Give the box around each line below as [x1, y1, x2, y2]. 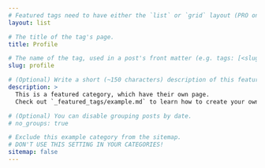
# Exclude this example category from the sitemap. [8, 133, 181, 141]
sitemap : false [8, 148, 58, 156]
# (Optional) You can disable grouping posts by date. [8, 111, 192, 120]
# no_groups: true [8, 119, 69, 127]
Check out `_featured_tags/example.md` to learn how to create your [15, 97, 245, 106]
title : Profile [8, 40, 58, 48]
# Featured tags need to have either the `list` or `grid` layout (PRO [8, 11, 248, 20]
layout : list [8, 19, 51, 27]
